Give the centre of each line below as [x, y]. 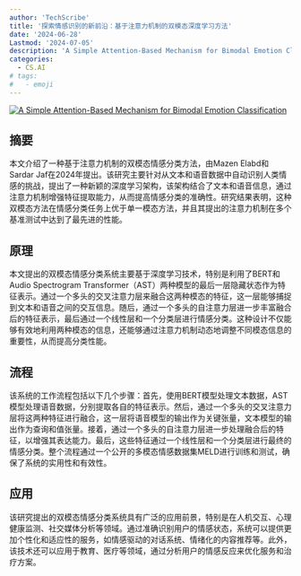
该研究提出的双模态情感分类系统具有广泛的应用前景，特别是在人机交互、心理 [150, 517]
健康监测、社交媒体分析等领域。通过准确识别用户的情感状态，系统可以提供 [146, 528]
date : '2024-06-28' [46, 34]
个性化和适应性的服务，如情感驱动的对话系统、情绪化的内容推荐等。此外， [154, 539]
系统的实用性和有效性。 [68, 463]
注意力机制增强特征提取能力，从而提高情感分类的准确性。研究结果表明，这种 [150, 197]
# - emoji [31, 84]
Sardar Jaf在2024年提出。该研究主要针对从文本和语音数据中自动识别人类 [144, 175]
